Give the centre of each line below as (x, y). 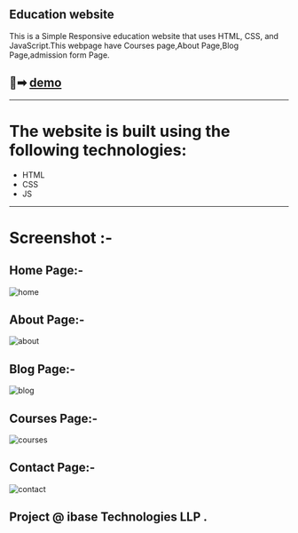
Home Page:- (47, 270)
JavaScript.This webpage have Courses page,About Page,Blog (124, 45)
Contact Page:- (52, 468)
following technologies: (98, 150)
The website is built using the (120, 131)
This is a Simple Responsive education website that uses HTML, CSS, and (144, 36)
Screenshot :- (61, 238)
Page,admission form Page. (59, 55)
